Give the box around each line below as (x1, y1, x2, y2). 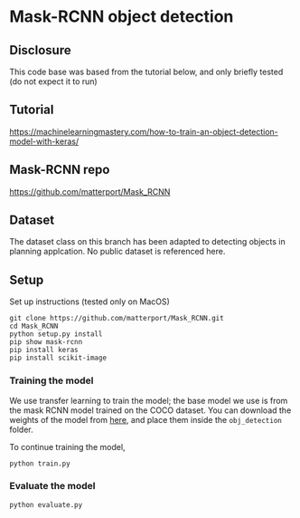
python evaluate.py (9, 500, 83, 509)
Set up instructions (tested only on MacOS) (9, 296, 170, 307)
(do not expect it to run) (9, 76, 98, 87)
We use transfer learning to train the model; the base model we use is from (9, 395, 288, 406)
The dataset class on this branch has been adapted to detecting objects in (9, 236, 286, 247)
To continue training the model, (9, 441, 126, 452)
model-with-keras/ (9, 136, 80, 147)
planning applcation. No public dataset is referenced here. (9, 246, 226, 257)
